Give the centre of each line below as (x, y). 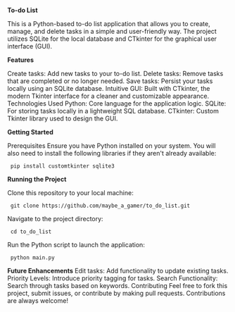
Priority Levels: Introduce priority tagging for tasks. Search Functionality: (113, 278)
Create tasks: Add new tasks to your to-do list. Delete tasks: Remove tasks (115, 74)
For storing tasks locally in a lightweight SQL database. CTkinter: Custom (113, 111)
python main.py (32, 258)
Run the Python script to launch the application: (76, 245)
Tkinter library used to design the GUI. (63, 118)
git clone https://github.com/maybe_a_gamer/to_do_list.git (100, 206)
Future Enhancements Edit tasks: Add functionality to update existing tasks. (118, 271)
